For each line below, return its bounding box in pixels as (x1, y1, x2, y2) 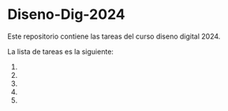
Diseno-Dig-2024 (7, 6, 125, 24)
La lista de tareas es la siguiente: (7, 46, 114, 56)
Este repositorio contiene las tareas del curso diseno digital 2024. (7, 31, 221, 41)
